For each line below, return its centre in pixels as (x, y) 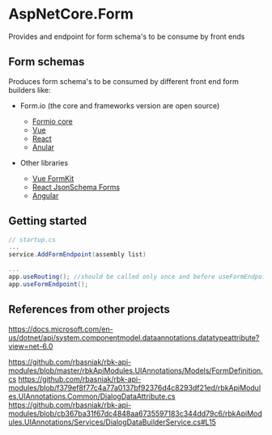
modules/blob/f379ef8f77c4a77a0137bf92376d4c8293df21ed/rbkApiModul (135, 387)
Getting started (48, 221)
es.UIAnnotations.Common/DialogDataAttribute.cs (92, 396)
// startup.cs (32, 239)
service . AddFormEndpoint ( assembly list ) (78, 255)
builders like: (30, 90)
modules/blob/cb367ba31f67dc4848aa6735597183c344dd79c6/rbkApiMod (135, 413)
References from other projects (89, 309)
